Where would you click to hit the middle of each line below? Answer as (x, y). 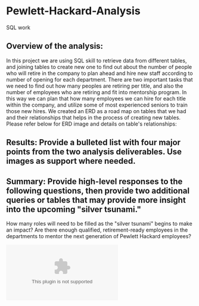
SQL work (18, 27)
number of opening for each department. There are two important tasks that (99, 79)
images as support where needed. (71, 161)
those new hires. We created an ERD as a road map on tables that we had (96, 111)
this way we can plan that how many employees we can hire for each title (96, 98)
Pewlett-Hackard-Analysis (74, 11)
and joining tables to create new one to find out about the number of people (99, 67)
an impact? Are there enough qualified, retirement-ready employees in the (97, 230)
